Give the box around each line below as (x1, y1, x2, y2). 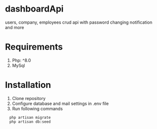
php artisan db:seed (9, 119, 51, 124)
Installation (5, 80, 51, 90)
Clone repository (12, 95, 46, 101)
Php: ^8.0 (12, 57, 31, 63)
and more (5, 24, 24, 30)
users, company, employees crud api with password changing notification (5, 19, 153, 25)
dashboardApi (5, 3, 64, 14)
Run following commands (12, 105, 63, 112)
